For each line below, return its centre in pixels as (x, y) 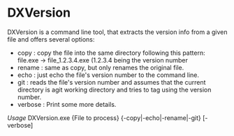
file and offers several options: (51, 39)
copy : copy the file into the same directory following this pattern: (111, 53)
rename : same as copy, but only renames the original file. (101, 67)
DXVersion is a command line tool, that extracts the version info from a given (117, 32)
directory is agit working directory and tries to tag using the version (114, 90)
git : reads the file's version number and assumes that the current (111, 82)
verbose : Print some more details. (67, 104)
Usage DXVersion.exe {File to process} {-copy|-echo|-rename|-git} (104, 118)
